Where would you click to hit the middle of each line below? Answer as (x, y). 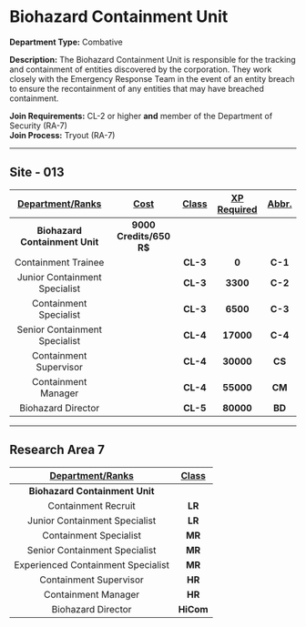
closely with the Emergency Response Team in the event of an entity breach (152, 78)
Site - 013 (37, 172)
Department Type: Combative (66, 42)
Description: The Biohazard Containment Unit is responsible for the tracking (153, 59)
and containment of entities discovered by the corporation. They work (141, 69)
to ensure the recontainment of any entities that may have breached (137, 88)
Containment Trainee (60, 262)
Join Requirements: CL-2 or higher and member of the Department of (141, 116)
